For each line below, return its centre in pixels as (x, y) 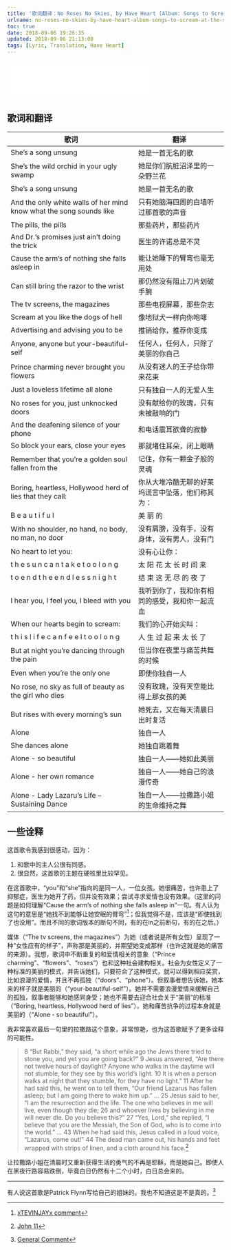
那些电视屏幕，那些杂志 (176, 304)
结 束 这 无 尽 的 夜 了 (173, 578)
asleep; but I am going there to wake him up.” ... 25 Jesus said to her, (122, 1096)
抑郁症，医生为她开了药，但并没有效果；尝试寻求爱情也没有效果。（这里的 (111, 896)
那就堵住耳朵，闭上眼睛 (176, 445)
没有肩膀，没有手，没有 (176, 528)
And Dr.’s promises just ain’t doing (66, 236)
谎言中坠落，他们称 (176, 492)
